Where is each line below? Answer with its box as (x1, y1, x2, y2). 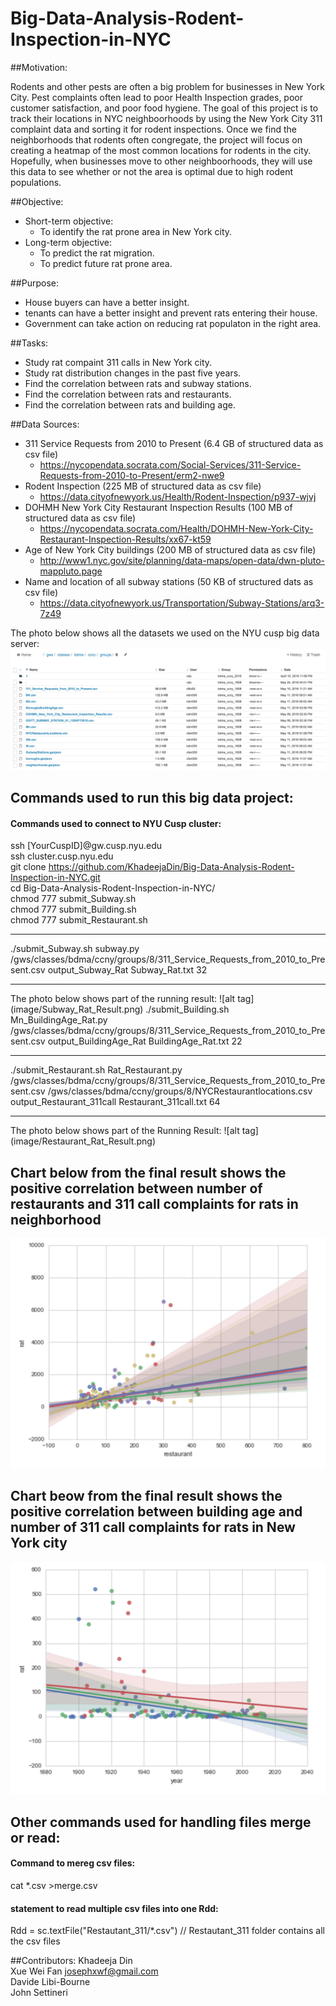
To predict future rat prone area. (39, 257, 173, 269)
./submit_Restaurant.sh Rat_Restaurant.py (10, 1064, 183, 1076)
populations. (10, 176, 62, 188)
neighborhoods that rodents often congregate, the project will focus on (10, 133, 303, 146)
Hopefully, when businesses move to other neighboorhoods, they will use (10, 155, 313, 167)
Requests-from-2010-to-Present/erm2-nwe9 (39, 469, 225, 481)
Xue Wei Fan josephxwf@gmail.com (10, 1965, 159, 1977)
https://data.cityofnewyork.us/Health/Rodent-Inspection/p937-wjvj (39, 490, 317, 502)
